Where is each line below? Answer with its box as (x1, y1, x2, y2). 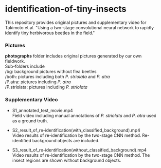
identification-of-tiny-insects (5, 3, 126, 15)
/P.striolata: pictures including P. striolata (5, 84, 88, 90)
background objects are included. (32, 137, 100, 143)
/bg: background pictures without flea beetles (5, 69, 97, 75)
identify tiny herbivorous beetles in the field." (5, 30, 95, 36)
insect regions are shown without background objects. (12, 157, 122, 163)
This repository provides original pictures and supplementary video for (5, 19, 147, 25)
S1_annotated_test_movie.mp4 (12, 107, 73, 113)
